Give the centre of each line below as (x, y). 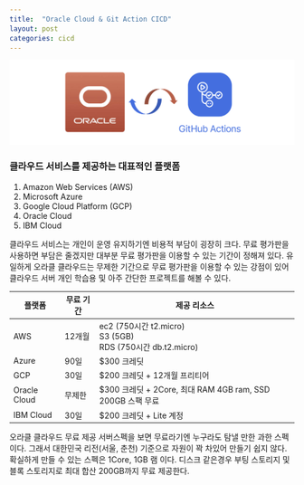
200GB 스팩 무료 (129, 401)
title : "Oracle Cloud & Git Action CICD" (90, 19)
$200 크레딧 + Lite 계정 (141, 415)
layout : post (34, 29)
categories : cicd (42, 38)
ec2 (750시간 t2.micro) (142, 326)
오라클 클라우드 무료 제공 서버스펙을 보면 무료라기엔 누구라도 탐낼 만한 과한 (141, 437)
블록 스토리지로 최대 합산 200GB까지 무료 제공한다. (100, 471)
